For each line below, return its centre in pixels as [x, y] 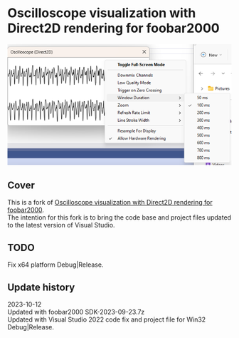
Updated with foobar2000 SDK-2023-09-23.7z [76, 312]
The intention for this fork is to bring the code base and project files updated [119, 217]
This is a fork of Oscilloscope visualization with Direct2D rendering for [110, 203]
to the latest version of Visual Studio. [61, 225]
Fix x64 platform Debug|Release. [55, 265]
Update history [41, 287]
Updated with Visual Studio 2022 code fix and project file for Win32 [107, 319]
